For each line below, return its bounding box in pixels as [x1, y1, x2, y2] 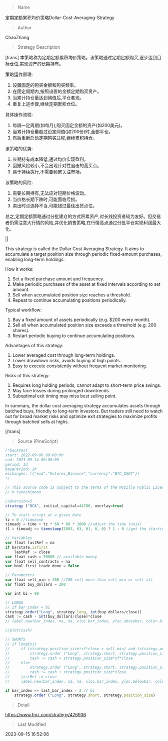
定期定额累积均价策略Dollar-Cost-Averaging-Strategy [5, 15, 115, 21]
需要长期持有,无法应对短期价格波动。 [12, 190, 88, 196]
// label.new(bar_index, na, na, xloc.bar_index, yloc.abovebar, [5, 619, 144, 624]
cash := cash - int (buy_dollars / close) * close [5, 614, 101, 619]
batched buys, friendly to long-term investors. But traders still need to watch [5, 408, 163, 414]
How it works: [5, 266, 34, 272]
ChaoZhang [5, 35, 29, 40]
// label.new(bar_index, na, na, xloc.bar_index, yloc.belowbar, [5, 679, 153, 684]
